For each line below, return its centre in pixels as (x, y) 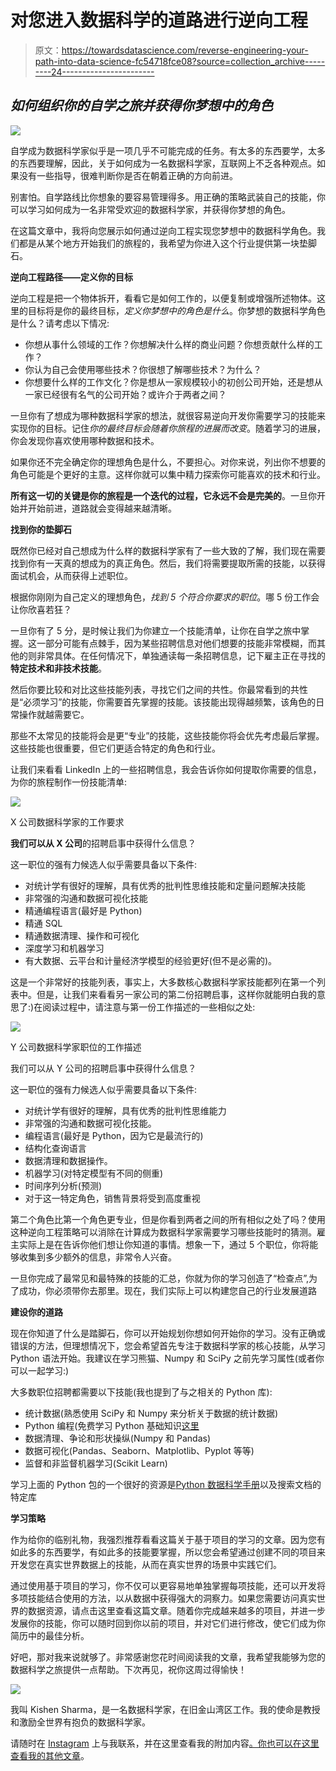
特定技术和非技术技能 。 (58, 668)
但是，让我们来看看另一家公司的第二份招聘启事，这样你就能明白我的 (176, 994)
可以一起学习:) (40, 1370)
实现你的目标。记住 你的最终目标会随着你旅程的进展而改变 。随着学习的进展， (168, 428)
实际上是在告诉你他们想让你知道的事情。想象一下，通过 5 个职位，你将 (164, 1244)
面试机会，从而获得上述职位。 (71, 575)
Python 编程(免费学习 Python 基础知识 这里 (112, 1425)
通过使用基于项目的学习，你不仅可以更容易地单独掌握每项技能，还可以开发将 (168, 1585)
